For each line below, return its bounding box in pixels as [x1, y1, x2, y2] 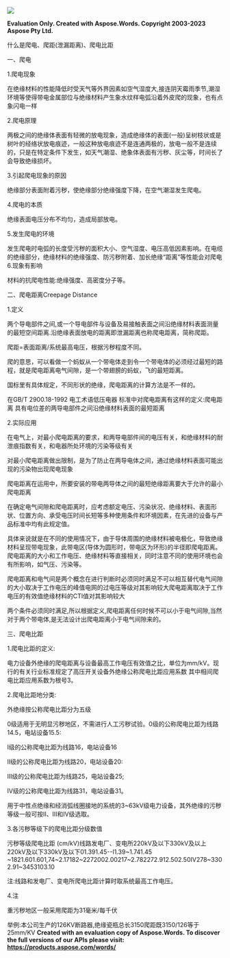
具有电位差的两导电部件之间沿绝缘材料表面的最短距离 [14, 404, 165, 412]
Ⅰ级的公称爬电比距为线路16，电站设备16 [7, 743, 118, 751]
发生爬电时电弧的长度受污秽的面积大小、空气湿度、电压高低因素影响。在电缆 [7, 244, 223, 252]
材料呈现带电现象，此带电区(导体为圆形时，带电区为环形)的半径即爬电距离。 [7, 543, 222, 551]
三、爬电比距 [7, 630, 43, 638]
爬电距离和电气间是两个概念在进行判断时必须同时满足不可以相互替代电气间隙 [7, 575, 223, 583]
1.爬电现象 [7, 70, 36, 78]
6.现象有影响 [7, 262, 43, 269]
